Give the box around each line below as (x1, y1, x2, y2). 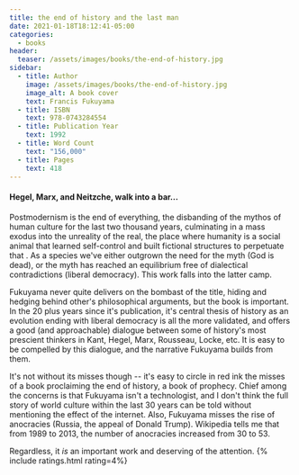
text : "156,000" (25, 147, 87, 156)
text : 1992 (25, 130, 67, 139)
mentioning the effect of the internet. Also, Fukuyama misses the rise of (9, 408, 276, 419)
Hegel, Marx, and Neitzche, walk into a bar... (9, 191, 178, 202)
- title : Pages (17, 155, 75, 165)
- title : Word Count (17, 139, 95, 148)
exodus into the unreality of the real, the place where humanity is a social (9, 230, 281, 241)
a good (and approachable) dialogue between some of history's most (9, 325, 267, 336)
